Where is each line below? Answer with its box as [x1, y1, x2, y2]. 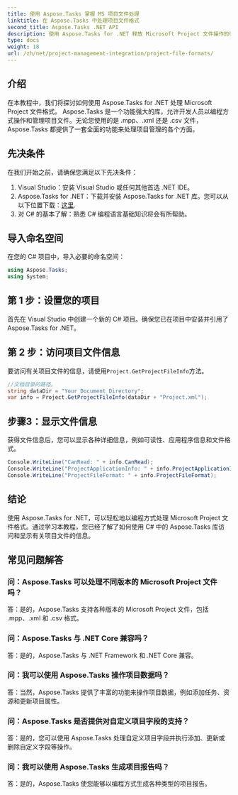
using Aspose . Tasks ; [7, 267, 69, 274]
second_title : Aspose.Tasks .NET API [7, 23, 119, 31]
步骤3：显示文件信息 [7, 415, 98, 427]
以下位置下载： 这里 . [17, 200, 76, 209]
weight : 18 [7, 43, 40, 50]
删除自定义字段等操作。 [7, 742, 76, 751]
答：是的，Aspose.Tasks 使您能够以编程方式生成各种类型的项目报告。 [7, 779, 211, 788]
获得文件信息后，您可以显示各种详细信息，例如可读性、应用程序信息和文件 [7, 436, 225, 444]
